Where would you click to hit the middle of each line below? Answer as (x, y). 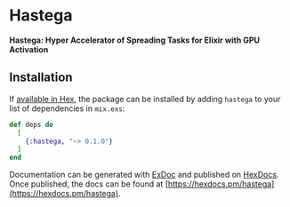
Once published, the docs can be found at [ (89, 184)
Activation (29, 49)
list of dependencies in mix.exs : (67, 108)
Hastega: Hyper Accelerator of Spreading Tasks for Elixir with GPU (135, 40)
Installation (41, 78)
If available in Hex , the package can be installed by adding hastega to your (145, 99)
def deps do (31, 124)
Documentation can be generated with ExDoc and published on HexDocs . (144, 175)
